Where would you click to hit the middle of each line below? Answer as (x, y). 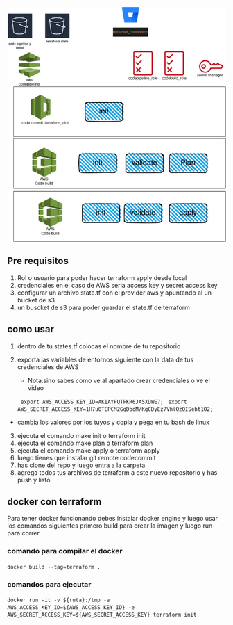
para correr (23, 533)
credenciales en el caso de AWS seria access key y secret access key (117, 285)
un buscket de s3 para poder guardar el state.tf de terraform (104, 307)
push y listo (34, 480)
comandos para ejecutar (49, 584)
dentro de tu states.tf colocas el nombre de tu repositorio (99, 346)
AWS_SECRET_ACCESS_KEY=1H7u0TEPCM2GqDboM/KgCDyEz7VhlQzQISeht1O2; (115, 409)
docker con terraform (54, 502)
